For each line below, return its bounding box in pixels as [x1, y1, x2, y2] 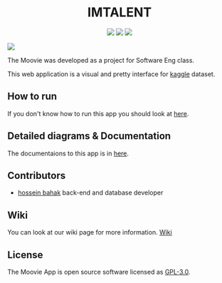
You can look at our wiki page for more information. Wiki [7, 228, 172, 237]
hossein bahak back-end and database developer [17, 188, 164, 197]
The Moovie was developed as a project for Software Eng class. [7, 56, 194, 64]
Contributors [7, 169, 66, 182]
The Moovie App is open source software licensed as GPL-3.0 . [7, 268, 191, 276]
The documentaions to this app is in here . [7, 149, 129, 158]
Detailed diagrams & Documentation [7, 130, 171, 143]
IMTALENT [88, 4, 152, 21]
